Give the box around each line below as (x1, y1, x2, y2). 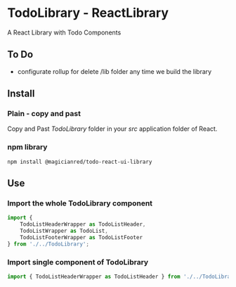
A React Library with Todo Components (7, 28, 122, 37)
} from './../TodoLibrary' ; (7, 241, 90, 248)
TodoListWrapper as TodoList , (20, 227, 109, 235)
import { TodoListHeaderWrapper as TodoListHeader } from (7, 273, 181, 281)
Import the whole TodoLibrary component (7, 198, 153, 208)
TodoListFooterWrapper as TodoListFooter (20, 234, 143, 241)
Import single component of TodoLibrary (7, 257, 149, 267)
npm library (7, 142, 48, 152)
